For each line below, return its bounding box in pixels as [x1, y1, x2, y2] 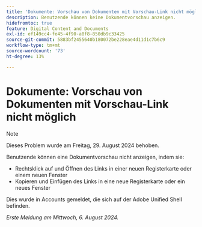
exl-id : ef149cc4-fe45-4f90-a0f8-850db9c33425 [6, 31, 125, 37]
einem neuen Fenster [14, 171, 68, 178]
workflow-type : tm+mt [6, 43, 61, 49]
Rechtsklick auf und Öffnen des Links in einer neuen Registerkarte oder [14, 165, 192, 172]
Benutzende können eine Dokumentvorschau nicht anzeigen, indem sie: [6, 153, 185, 160]
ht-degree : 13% [6, 53, 44, 59]
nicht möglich [6, 110, 76, 124]
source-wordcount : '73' [6, 48, 66, 54]
